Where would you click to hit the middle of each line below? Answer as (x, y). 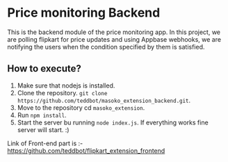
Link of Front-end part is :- (45, 143)
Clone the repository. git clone (62, 92)
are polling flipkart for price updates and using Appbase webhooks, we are (114, 39)
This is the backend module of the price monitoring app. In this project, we (114, 32)
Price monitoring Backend (84, 13)
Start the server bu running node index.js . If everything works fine (113, 122)
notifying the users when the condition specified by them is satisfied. (106, 47)
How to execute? (44, 68)
